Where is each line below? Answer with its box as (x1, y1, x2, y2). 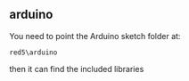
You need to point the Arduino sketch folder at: (9, 30, 181, 41)
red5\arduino (9, 48, 58, 57)
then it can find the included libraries (9, 63, 144, 74)
